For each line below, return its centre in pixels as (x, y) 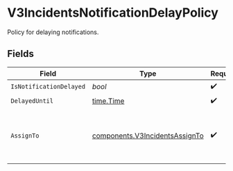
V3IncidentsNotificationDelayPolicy (113, 13)
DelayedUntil (32, 101)
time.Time (108, 101)
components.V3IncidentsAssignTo (148, 136)
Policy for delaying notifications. (53, 32)
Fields (21, 54)
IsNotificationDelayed (48, 87)
